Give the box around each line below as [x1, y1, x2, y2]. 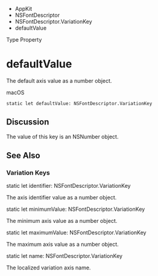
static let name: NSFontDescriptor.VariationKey [6, 252, 122, 260]
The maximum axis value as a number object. [6, 241, 119, 248]
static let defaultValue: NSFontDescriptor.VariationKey [6, 100, 153, 106]
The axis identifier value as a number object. [6, 194, 117, 201]
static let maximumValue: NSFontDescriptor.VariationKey [6, 229, 147, 236]
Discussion [6, 117, 49, 127]
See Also [6, 150, 40, 161]
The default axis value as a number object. [6, 77, 112, 84]
